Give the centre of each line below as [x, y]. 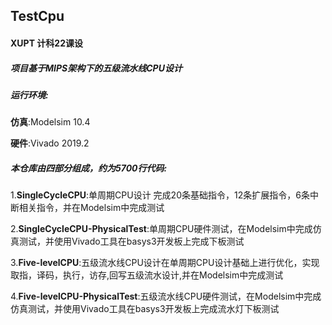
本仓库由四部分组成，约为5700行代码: [89, 168]
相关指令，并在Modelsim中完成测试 [91, 208]
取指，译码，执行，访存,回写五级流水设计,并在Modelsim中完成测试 [147, 275]
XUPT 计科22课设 [46, 43]
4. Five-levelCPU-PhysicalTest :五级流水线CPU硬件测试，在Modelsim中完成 [166, 296]
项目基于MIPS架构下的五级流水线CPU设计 [96, 68]
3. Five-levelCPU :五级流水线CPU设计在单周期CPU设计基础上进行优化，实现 [165, 263]
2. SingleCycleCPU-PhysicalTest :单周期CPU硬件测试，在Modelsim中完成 [161, 229]
